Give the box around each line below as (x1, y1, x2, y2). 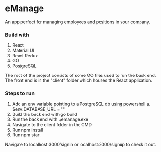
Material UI (12, 47, 35, 54)
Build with (5, 31, 29, 38)
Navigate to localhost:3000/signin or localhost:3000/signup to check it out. (5, 141, 156, 147)
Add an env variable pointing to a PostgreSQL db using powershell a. (12, 101, 151, 107)
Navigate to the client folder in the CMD (12, 121, 92, 127)
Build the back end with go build (12, 111, 77, 117)
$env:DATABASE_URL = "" (12, 106, 65, 112)
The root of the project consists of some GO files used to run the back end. (5, 73, 156, 78)
